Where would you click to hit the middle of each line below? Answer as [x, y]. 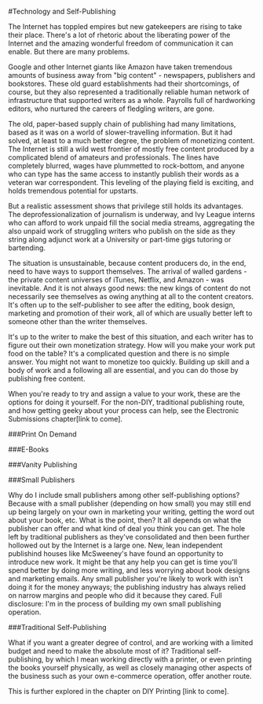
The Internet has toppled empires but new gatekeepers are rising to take [125, 26]
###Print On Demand [42, 434]
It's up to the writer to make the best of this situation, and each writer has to [131, 337]
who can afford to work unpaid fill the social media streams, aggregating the [131, 223]
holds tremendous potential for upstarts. [73, 191]
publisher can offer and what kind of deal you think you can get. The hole [127, 529]
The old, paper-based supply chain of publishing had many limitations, [122, 124]
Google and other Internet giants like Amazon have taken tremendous [121, 67]
